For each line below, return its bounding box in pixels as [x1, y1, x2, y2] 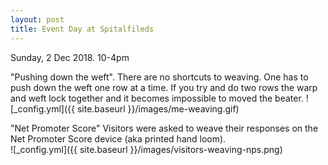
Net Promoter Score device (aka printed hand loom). [10, 132, 227, 145]
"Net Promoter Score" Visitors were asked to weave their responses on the [10, 122, 319, 134]
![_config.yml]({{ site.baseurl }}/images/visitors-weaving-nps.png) [10, 143, 283, 155]
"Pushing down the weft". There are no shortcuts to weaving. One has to [10, 71, 309, 83]
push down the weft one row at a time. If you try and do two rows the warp [10, 81, 318, 93]
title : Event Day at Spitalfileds [10, 24, 155, 34]
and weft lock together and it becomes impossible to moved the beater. [10, 92, 304, 104]
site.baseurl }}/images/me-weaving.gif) [76, 102, 240, 115]
